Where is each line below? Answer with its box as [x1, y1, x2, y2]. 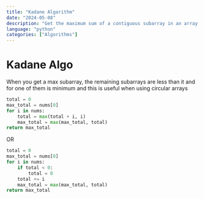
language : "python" [6, 26, 56, 32]
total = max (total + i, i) [17, 114, 86, 120]
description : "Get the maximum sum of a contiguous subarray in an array [6, 20, 199, 26]
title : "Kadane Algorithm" [6, 9, 75, 15]
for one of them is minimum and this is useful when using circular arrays [6, 85, 188, 92]
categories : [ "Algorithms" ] [6, 32, 78, 38]
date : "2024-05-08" [6, 15, 56, 21]
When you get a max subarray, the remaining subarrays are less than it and [6, 78, 195, 85]
